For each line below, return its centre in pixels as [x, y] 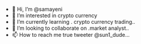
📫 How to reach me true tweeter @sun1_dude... [71, 35]
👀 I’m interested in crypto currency [54, 15]
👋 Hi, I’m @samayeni [37, 9]
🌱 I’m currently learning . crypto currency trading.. [73, 22]
